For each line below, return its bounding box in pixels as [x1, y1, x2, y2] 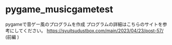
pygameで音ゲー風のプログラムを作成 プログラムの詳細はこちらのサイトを [5, 21, 163, 27]
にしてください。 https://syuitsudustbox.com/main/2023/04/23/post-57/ [9, 27, 164, 34]
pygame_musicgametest [5, 4, 113, 15]
